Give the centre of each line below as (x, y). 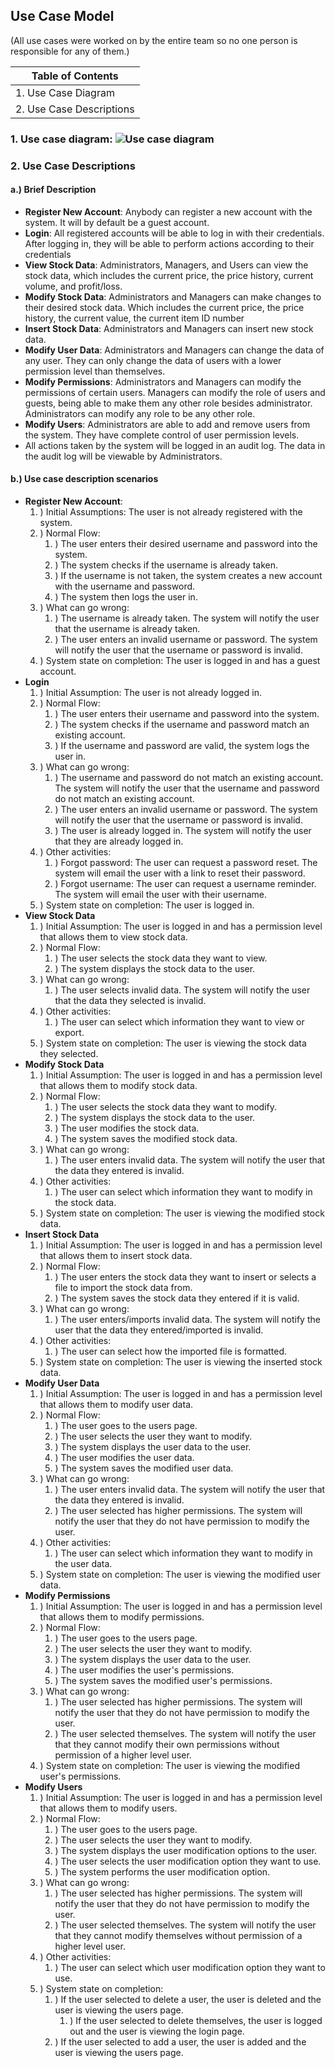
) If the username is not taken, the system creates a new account (188, 576)
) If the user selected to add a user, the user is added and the (180, 2042)
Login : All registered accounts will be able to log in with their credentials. (174, 233)
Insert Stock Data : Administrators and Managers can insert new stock (169, 328)
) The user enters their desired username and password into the (186, 544)
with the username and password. (125, 586)
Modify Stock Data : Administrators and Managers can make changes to (173, 296)
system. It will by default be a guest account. (117, 222)
